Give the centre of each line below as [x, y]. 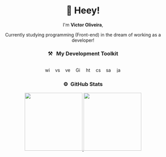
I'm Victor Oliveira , [83, 25]
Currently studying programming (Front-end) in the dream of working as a [83, 34]
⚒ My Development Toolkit [83, 54]
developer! [83, 40]
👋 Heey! [83, 11]
